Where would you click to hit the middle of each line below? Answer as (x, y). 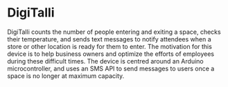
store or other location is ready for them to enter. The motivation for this (110, 46)
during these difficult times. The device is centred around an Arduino (105, 61)
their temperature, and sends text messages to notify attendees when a (109, 39)
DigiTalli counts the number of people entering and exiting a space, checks (114, 32)
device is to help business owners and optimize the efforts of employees (111, 54)
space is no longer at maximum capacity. (66, 76)
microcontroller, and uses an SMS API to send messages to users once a (111, 68)
